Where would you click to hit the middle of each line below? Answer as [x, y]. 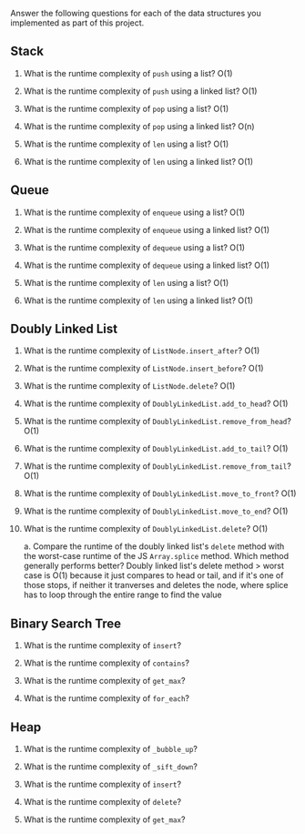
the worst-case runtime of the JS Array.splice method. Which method [156, 556]
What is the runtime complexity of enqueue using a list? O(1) [134, 212]
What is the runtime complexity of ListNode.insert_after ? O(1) [142, 351]
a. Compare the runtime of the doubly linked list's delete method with [154, 546]
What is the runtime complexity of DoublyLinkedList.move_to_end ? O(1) [156, 511]
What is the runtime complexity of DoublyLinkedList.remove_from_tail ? [158, 466]
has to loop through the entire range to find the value [122, 595]
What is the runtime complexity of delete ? [102, 802]
